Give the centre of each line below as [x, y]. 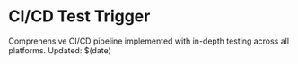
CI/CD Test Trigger [79, 16]
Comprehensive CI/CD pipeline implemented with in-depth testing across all [149, 41]
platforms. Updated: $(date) [60, 50]
